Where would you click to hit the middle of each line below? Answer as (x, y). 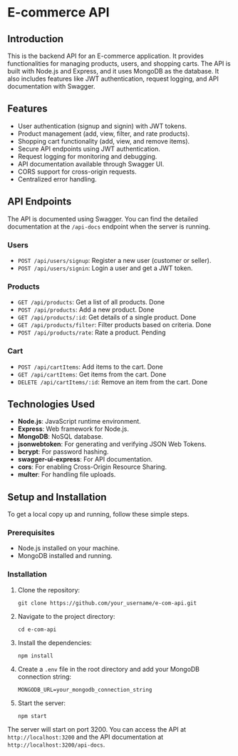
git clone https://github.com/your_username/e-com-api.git (107, 603)
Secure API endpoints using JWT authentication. (89, 149)
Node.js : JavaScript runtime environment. (79, 422)
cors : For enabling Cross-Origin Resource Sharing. (92, 467)
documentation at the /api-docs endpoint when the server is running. (109, 227)
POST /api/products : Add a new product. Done (86, 310)
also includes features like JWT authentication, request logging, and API (113, 79)
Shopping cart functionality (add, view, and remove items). (104, 141)
